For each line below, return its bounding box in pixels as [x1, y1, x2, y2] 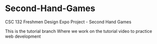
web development [5, 33, 41, 39]
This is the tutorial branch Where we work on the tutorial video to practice [5, 28, 153, 34]
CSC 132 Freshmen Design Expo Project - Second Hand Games [5, 19, 132, 25]
